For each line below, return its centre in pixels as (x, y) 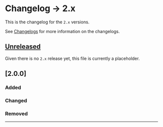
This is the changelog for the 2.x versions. (47, 22)
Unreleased (23, 47)
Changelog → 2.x (40, 9)
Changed (16, 100)
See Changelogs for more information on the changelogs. (63, 31)
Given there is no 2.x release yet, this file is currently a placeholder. (72, 58)
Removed (16, 113)
